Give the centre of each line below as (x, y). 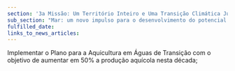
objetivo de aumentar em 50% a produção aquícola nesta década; (102, 61)
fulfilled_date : (31, 26)
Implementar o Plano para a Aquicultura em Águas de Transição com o (109, 53)
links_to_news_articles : (43, 33)
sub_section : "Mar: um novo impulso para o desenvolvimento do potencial (117, 20)
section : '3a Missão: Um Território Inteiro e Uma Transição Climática (114, 14)
